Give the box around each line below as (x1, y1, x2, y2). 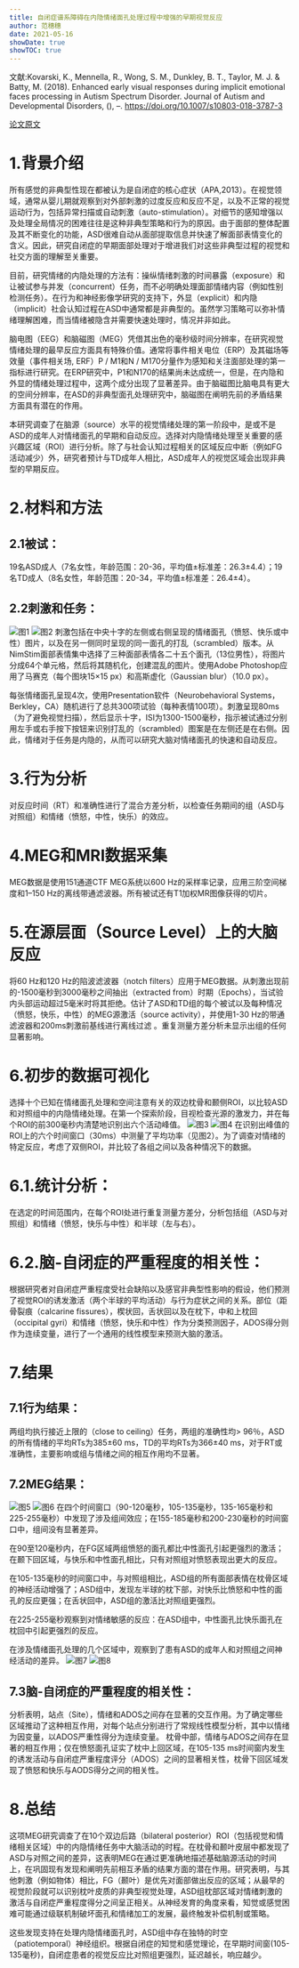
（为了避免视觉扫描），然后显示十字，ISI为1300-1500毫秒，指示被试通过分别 (9, 712, 287, 722)
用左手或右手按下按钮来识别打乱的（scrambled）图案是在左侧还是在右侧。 (9, 722, 282, 734)
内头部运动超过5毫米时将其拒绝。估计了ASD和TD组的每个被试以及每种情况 (9, 997, 283, 1008)
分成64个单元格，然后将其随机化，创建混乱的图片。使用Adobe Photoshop (9, 659, 280, 670)
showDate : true (9, 37, 66, 47)
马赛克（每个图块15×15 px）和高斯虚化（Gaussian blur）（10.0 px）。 (24, 671, 273, 682)
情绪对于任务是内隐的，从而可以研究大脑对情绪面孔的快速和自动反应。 (24, 734, 282, 745)
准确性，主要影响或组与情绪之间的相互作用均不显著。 (9, 1448, 205, 1459)
